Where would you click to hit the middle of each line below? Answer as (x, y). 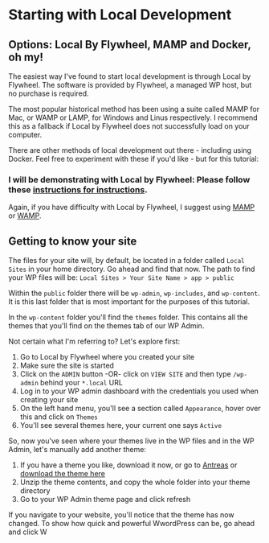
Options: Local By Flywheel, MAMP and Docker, (130, 45)
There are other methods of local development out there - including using (130, 150)
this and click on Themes (59, 417)
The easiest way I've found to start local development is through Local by (130, 76)
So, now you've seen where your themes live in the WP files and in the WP (131, 441)
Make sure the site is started (67, 366)
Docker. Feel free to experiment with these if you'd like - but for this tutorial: (134, 159)
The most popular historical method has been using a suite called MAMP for (134, 109)
